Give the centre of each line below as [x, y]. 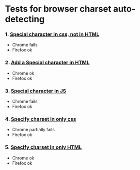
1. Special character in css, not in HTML [52, 34]
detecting [25, 19]
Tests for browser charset [58, 9]
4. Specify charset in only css [41, 119]
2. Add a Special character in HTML [47, 62]
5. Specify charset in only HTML [44, 147]
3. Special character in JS [36, 91]
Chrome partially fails [33, 130]
